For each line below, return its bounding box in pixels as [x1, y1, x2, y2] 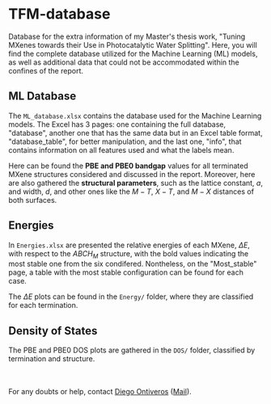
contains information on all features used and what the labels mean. [8, 145, 235, 154]
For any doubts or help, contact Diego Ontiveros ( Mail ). [8, 387, 192, 397]
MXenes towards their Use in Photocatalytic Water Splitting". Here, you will [8, 40, 257, 49]
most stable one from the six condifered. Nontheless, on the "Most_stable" [8, 259, 257, 269]
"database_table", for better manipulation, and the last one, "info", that [8, 137, 242, 146]
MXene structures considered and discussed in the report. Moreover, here [8, 169, 256, 179]
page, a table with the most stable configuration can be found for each [8, 267, 244, 277]
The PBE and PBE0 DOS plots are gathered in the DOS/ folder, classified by [8, 345, 256, 356]
